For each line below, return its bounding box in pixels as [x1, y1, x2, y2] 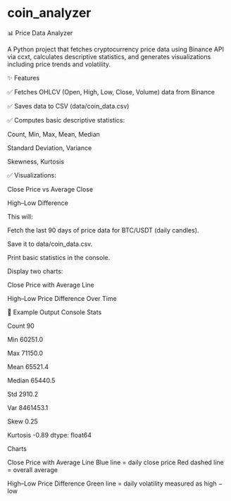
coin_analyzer [7, 5, 92, 21]
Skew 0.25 [7, 417, 39, 426]
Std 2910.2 [7, 390, 39, 398]
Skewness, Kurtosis [7, 157, 65, 166]
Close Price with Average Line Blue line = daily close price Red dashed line [7, 458, 224, 466]
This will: [7, 212, 33, 221]
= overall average [7, 465, 58, 474]
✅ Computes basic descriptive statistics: [7, 116, 125, 124]
